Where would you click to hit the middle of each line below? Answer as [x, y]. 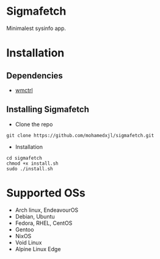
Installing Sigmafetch [48, 109]
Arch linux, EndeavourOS [47, 210]
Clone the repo [34, 124]
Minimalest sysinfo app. [36, 28]
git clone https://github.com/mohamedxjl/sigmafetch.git [80, 135]
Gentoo [24, 229]
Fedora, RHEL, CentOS [44, 223]
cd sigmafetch [24, 158]
